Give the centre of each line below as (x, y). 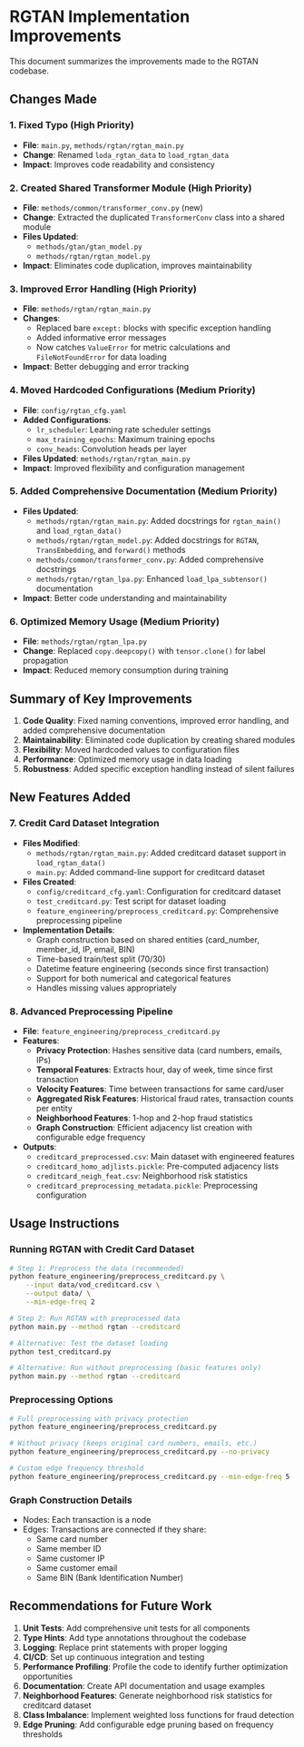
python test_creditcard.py (60, 1352)
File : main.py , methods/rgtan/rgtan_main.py (103, 145)
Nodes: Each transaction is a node (87, 1520)
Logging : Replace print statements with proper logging (125, 1647)
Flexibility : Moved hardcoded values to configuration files (131, 749)
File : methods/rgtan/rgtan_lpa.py (85, 641)
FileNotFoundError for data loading (102, 357)
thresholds (43, 1734)
